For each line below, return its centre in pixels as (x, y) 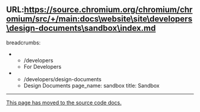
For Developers (42, 66)
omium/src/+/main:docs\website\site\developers (99, 19)
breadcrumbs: (24, 42)
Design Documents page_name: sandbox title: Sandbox (91, 85)
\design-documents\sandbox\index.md (81, 28)
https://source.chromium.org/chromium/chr (108, 10)
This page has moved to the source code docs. (64, 103)
